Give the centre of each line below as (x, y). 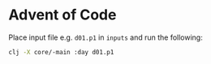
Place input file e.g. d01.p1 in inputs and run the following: (105, 37)
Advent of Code (62, 15)
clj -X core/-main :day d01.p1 (61, 52)
